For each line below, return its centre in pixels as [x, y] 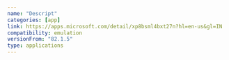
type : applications [35, 46]
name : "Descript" [32, 13]
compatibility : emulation [45, 33]
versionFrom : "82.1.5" [40, 39]
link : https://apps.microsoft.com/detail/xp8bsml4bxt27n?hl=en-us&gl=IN [115, 26]
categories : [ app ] [34, 20]
